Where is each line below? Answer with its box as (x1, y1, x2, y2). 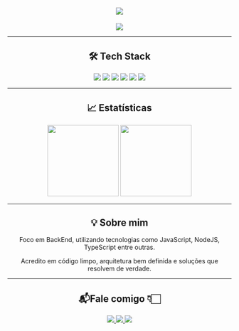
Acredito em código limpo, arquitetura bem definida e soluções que (21, 257, 218, 266)
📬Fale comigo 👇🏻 (78, 293, 161, 305)
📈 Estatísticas (87, 102, 152, 114)
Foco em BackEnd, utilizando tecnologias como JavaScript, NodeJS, (18, 236, 221, 244)
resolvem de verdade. (87, 264, 152, 273)
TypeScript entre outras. (84, 243, 155, 252)
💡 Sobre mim (90, 216, 149, 228)
